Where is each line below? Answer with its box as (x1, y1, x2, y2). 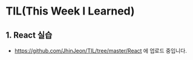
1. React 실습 (5, 30, 53, 40)
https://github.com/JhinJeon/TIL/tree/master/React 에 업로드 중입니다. (14, 47, 187, 54)
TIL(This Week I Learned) (5, 4, 135, 18)
